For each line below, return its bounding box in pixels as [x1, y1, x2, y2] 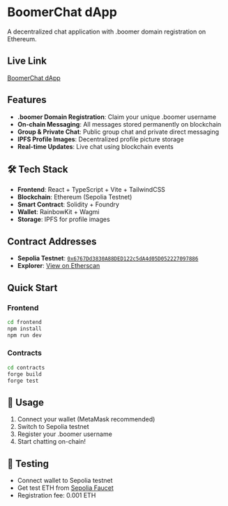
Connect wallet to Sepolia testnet [17, 477, 113, 485]
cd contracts [7, 364, 45, 371]
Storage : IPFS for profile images [17, 215, 110, 224]
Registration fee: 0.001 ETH [17, 491, 96, 500]
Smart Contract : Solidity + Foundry [17, 200, 120, 209]
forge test [7, 377, 39, 384]
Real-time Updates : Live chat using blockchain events [17, 142, 174, 150]
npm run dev [7, 332, 42, 339]
